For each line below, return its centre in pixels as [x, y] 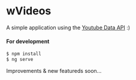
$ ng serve [20, 60]
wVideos [29, 11]
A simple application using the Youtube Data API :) [68, 27]
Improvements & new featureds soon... [54, 70]
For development [28, 41]
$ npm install [24, 54]
